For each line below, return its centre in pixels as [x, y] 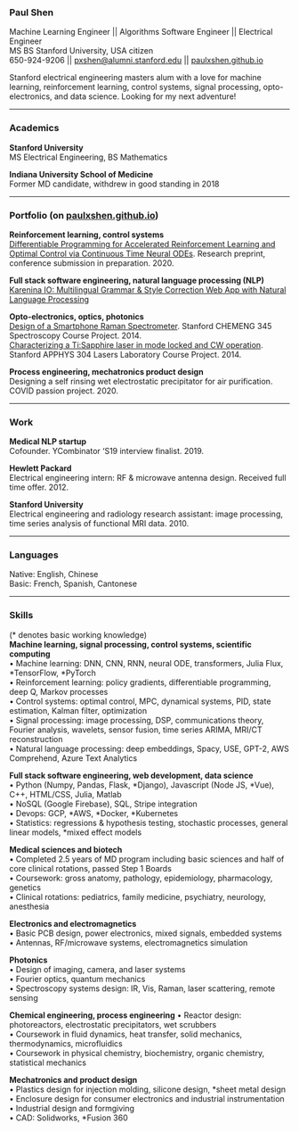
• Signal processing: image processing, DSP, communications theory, [137, 720]
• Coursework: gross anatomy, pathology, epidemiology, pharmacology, [141, 878]
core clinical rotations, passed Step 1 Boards [90, 868]
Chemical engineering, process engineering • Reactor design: [125, 1015]
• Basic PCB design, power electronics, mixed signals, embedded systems [145, 933]
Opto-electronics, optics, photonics [77, 316]
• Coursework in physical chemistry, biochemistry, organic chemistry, [137, 1053]
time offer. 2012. [39, 487]
